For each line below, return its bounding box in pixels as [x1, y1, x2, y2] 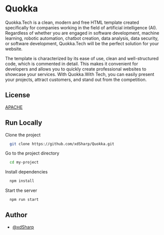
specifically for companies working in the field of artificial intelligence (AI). [5, 24, 158, 30]
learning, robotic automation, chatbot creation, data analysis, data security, [5, 35, 159, 41]
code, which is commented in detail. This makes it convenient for [5, 61, 138, 67]
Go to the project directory [5, 150, 60, 157]
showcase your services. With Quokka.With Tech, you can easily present [5, 71, 155, 77]
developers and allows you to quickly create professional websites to [5, 66, 147, 72]
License [5, 91, 30, 99]
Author [5, 211, 27, 219]
